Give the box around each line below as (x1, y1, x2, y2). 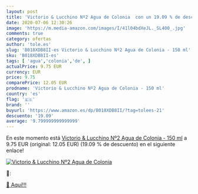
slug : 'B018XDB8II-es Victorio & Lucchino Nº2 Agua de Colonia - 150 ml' (6, 47, 192, 53)
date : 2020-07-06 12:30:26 (6, 19, 72, 25)
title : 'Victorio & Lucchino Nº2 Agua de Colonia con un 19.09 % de (6, 14, 181, 20)
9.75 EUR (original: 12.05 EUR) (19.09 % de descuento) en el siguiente (6, 141, 176, 148)
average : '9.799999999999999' (6, 119, 81, 124)
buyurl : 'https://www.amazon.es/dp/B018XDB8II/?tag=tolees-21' (6, 107, 165, 113)
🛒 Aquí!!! (6, 181, 27, 189)
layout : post (6, 8, 38, 15)
